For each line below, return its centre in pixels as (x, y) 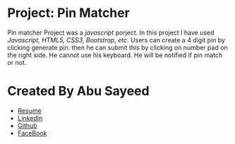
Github (27, 126)
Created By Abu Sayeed (78, 91)
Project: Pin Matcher (69, 13)
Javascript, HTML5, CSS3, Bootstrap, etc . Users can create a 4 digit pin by (116, 40)
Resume (29, 110)
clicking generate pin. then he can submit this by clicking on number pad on (117, 47)
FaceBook (32, 133)
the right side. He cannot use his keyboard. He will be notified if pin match (115, 55)
